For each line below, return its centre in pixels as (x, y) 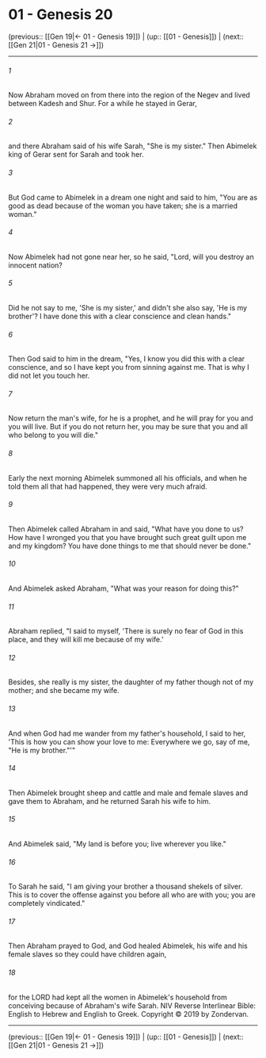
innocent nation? (36, 265)
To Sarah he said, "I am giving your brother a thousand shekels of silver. (125, 887)
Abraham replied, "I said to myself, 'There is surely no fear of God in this (126, 631)
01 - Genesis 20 (61, 15)
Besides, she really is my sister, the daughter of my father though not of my (131, 682)
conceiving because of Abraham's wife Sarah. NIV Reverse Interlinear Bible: (132, 1005)
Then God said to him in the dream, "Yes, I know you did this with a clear (127, 359)
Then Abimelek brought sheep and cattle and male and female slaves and (128, 793)
